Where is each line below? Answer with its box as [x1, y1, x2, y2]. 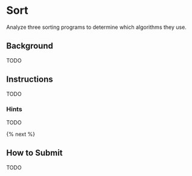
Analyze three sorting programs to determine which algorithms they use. [6, 23, 187, 31]
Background [6, 41, 53, 51]
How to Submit [6, 148, 63, 158]
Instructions [6, 74, 53, 85]
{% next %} [6, 130, 35, 138]
